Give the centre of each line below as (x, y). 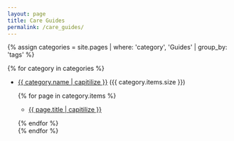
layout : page (27, 14)
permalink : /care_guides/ (46, 27)
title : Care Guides (36, 21)
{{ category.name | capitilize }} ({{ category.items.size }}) (101, 82)
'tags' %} (21, 55)
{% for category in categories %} (56, 69)
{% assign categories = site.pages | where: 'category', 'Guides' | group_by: (117, 47)
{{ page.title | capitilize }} (65, 110)
